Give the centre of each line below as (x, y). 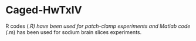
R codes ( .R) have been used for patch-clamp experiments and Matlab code (98, 26)
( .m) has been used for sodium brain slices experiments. (74, 32)
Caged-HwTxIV (44, 10)
